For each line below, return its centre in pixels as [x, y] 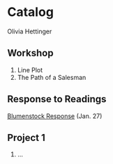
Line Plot [30, 69]
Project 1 [26, 137]
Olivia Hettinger [30, 31]
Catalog [31, 12]
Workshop [30, 53]
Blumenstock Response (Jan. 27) [55, 116]
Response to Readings [57, 99]
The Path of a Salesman [52, 77]
